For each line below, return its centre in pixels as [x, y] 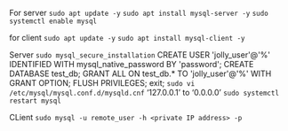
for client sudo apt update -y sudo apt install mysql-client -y [127, 38]
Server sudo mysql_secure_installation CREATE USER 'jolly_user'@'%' [140, 55]
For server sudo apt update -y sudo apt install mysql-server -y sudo [139, 13]
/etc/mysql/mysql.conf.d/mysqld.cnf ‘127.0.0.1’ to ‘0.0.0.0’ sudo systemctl [144, 92]
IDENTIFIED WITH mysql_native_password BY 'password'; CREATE [132, 64]
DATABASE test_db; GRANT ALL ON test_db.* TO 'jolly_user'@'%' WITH [140, 73]
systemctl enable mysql [53, 21]
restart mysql [36, 101]
